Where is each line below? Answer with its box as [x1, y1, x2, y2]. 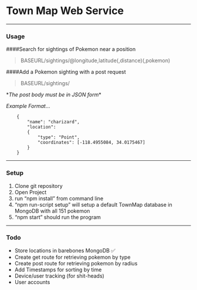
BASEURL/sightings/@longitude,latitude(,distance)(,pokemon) [20, 57, 171, 64]
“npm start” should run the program [14, 213, 101, 221]
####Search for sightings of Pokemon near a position [6, 46, 136, 53]
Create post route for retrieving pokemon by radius [14, 259, 138, 267]
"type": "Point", [37, 134, 80, 140]
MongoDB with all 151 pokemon [14, 207, 90, 214]
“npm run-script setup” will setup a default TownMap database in [14, 201, 173, 208]
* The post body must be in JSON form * [6, 91, 101, 98]
